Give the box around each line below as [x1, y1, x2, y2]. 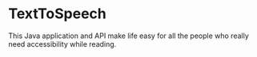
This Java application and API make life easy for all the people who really [8, 31, 250, 40]
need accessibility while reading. [8, 39, 117, 48]
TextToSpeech [8, 5, 106, 23]
